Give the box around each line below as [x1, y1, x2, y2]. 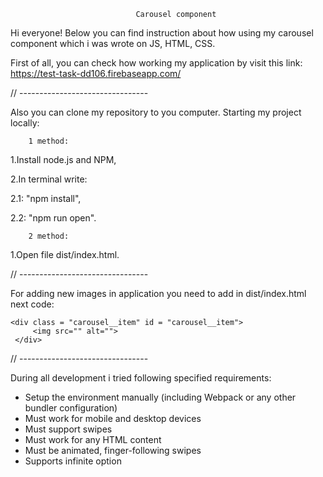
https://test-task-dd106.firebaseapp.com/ [10, 68, 182, 79]
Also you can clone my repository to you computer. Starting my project [10, 106, 302, 118]
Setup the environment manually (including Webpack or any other [24, 391, 297, 403]
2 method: [28, 231, 70, 241]
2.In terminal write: [10, 173, 88, 185]
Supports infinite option [24, 455, 122, 467]
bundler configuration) [24, 402, 118, 414]
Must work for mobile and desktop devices [24, 413, 202, 424]
